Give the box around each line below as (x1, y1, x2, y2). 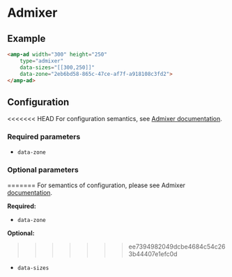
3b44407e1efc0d (128, 249, 178, 258)
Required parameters (7, 132, 81, 142)
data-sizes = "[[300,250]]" (20, 64, 95, 71)
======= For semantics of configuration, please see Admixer (7, 181, 186, 189)
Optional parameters (7, 165, 79, 175)
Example (7, 33, 46, 45)
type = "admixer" (20, 57, 64, 64)
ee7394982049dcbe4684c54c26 (128, 242, 226, 251)
